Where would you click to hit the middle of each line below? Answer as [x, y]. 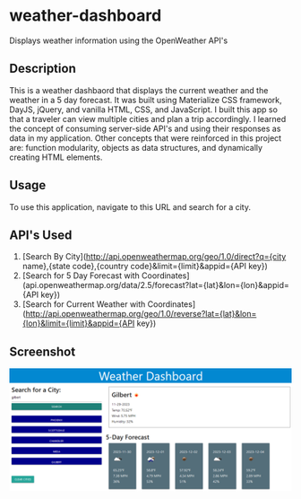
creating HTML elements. [56, 157]
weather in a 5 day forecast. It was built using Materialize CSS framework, [146, 100]
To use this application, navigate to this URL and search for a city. [130, 206]
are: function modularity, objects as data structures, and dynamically [136, 147]
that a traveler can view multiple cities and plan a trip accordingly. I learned [148, 118]
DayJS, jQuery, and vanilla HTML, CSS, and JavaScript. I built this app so [143, 109]
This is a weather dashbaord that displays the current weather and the [139, 90]
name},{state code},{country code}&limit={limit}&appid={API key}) [145, 267]
